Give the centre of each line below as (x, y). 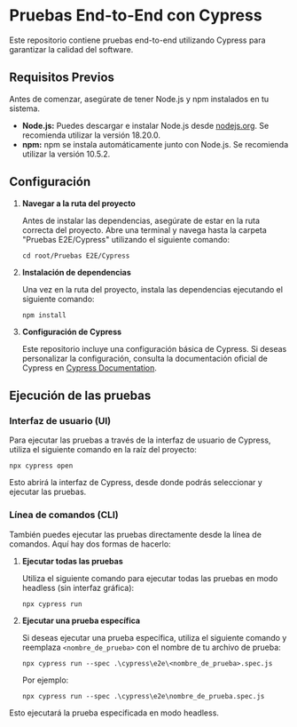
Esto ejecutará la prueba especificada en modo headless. (114, 713)
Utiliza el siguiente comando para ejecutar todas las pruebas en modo (150, 578)
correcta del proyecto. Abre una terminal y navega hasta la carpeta (145, 230)
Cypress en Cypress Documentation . (90, 367)
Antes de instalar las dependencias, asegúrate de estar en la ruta (141, 220)
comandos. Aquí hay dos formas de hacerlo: (90, 544)
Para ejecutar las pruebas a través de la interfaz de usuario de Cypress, (140, 440)
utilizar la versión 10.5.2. (66, 154)
